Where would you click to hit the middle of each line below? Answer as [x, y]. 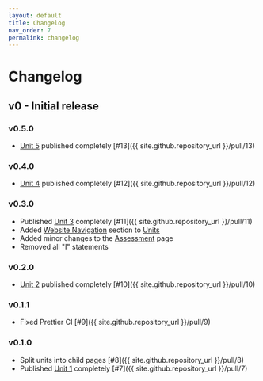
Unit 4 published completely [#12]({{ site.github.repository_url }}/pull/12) [137, 184]
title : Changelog [37, 23]
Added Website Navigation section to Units [90, 230]
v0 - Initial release [53, 106]
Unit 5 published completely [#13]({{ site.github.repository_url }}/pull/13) [137, 146]
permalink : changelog [44, 38]
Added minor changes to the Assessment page [96, 238]
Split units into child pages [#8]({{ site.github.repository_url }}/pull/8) [131, 360]
